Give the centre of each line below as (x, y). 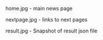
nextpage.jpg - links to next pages (47, 19)
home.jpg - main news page (39, 8)
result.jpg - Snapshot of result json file (51, 31)
